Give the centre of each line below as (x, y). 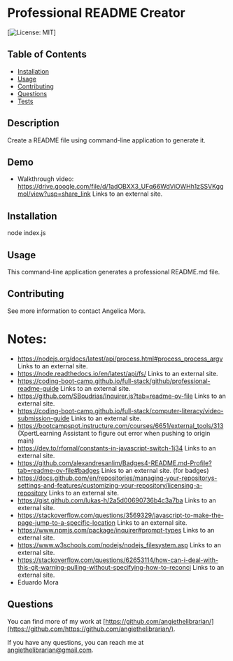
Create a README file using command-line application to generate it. (107, 140)
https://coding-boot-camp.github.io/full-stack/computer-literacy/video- (120, 410)
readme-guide (38, 388)
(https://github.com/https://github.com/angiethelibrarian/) (90, 629)
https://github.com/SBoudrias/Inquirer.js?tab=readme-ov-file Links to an (121, 396)
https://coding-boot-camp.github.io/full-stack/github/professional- (114, 381)
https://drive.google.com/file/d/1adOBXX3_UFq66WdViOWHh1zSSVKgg (120, 187)
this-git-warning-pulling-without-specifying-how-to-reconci (104, 567)
